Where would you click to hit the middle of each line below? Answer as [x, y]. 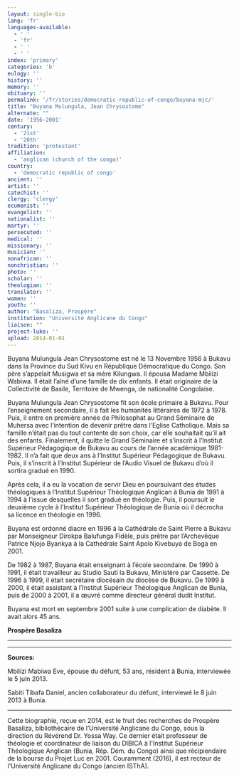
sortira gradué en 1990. [42, 470]
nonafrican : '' [30, 259]
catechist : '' [28, 193]
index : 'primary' [33, 60]
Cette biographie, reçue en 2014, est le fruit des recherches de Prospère [113, 720]
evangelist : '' [30, 213]
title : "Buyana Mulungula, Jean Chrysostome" [76, 107]
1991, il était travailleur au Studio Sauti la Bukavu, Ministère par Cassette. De [118, 572]
